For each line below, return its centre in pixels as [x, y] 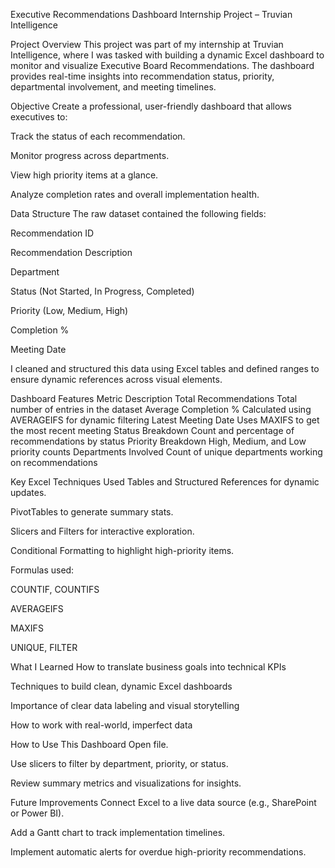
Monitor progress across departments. [90, 155]
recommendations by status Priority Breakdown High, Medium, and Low [158, 441]
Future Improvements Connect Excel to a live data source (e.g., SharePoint [163, 802]
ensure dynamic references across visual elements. [116, 379]
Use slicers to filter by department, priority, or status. [119, 763]
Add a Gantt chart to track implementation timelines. [118, 832]
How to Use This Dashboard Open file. [89, 744]
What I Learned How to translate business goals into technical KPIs [148, 667]
